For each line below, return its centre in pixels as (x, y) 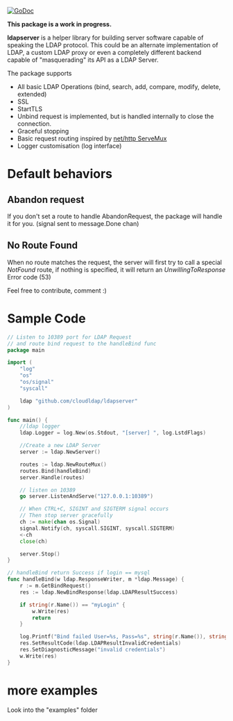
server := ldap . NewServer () (60, 452)
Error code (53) (29, 277)
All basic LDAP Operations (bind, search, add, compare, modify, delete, (119, 87)
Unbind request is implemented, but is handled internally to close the (115, 116)
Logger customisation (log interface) (69, 146)
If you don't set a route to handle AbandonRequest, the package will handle (115, 216)
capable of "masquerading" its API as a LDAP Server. (83, 60)
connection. (34, 124)
